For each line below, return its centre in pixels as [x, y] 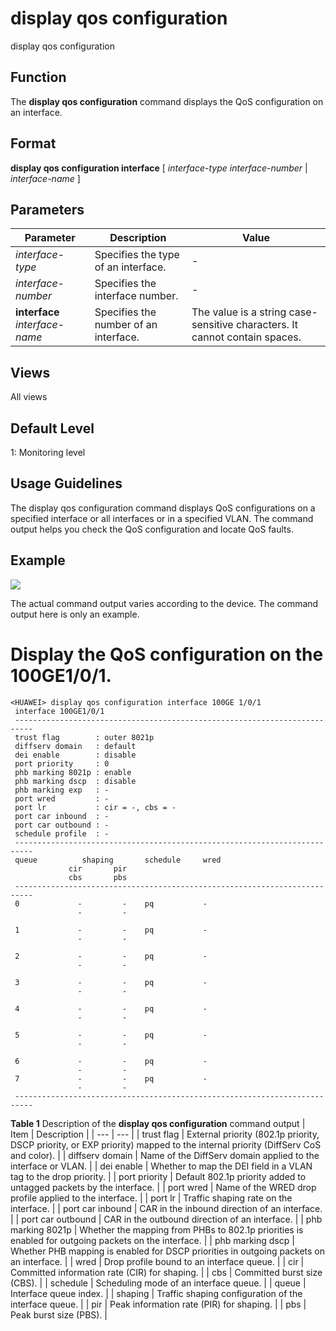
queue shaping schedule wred [118, 860]
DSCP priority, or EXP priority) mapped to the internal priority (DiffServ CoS [166, 1144]
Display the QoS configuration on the [167, 654]
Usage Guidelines [66, 483]
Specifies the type [137, 255]
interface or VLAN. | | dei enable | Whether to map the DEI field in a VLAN [161, 1166]
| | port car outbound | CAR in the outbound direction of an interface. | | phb [166, 1219]
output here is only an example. [75, 614]
